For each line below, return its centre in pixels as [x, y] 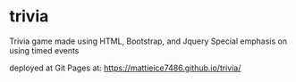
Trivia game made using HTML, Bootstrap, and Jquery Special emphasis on [148, 41]
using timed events [44, 50]
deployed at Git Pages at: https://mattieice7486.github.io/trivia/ [125, 68]
